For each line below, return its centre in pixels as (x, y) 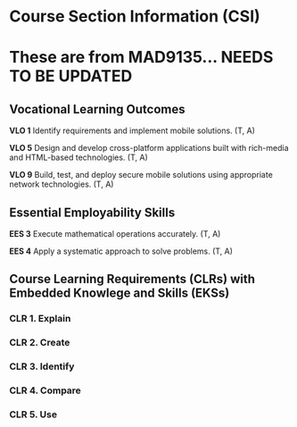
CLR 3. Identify (42, 366)
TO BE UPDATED (71, 76)
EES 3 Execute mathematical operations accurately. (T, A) (115, 234)
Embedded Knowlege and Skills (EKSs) (120, 293)
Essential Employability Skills (92, 212)
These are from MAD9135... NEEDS (141, 58)
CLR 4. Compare (45, 390)
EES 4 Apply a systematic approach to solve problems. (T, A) (121, 251)
